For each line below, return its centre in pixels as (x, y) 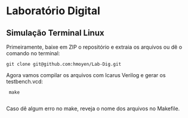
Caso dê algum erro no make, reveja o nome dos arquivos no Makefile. (93, 109)
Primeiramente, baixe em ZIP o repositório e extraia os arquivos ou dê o (94, 47)
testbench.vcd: (25, 82)
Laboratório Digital (53, 11)
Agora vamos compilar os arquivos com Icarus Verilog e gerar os (86, 75)
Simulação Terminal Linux (55, 33)
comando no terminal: (33, 53)
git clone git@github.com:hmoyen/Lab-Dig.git (64, 64)
